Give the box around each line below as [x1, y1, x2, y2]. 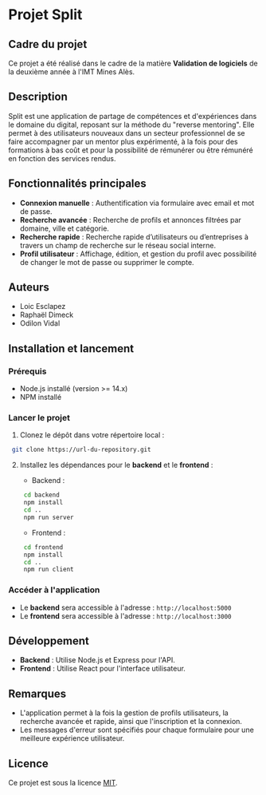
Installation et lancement [8, 342, 135, 355]
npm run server [23, 513, 74, 521]
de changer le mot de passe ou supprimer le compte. [19, 257, 194, 267]
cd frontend [23, 543, 64, 552]
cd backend [23, 491, 60, 500]
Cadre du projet [8, 38, 88, 51]
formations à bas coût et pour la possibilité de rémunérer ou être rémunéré [8, 145, 253, 155]
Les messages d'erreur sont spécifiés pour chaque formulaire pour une [19, 725, 255, 735]
